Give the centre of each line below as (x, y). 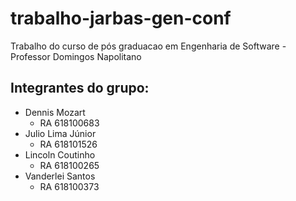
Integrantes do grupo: (80, 88)
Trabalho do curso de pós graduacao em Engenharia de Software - (148, 46)
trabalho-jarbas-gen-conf (121, 18)
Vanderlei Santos (60, 176)
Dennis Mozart (55, 112)
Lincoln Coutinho (60, 154)
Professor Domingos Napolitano (76, 56)
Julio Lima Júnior (60, 133)
